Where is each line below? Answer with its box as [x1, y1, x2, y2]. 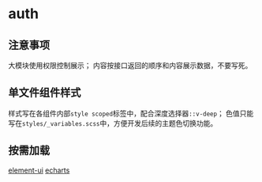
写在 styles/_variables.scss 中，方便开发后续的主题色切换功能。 [8, 118, 218, 127]
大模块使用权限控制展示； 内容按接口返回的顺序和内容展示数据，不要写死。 [8, 61, 253, 70]
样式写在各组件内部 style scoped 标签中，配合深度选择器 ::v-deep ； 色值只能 [8, 108, 254, 118]
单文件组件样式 [8, 86, 81, 100]
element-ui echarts [8, 165, 70, 175]
